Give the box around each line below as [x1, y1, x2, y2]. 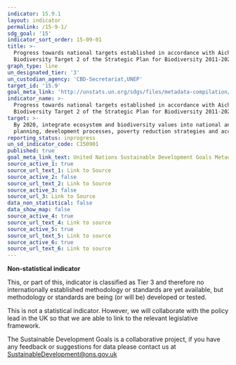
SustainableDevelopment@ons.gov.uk [7, 350, 117, 359]
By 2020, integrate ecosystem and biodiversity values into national [13, 121, 221, 128]
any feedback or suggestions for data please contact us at [7, 343, 177, 351]
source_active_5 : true [7, 225, 74, 232]
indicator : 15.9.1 [7, 10, 61, 18]
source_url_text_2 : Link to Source [7, 180, 112, 187]
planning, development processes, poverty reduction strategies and [13, 128, 218, 135]
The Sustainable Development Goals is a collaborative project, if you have [7, 335, 221, 344]
